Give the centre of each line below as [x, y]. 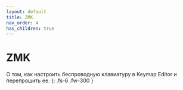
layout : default [26, 12]
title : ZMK [20, 17]
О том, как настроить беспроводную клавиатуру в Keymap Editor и [91, 75]
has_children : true [30, 28]
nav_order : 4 [22, 23]
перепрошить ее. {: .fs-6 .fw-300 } [50, 80]
